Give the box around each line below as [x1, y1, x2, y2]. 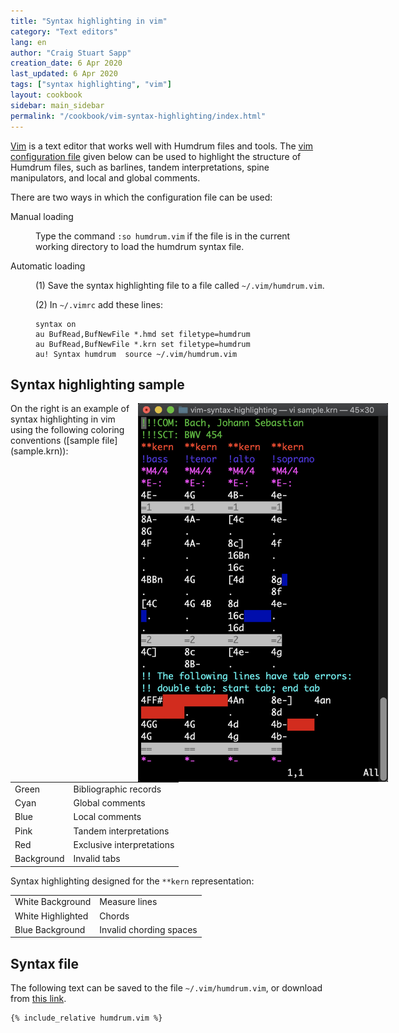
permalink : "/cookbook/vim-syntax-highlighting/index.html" [10, 111, 267, 121]
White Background [14, 896, 92, 908]
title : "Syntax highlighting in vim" [10, 16, 168, 26]
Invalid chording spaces [99, 923, 198, 935]
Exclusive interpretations [73, 838, 175, 850]
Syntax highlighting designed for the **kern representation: [10, 875, 255, 887]
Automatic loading [10, 260, 86, 272]
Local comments [73, 811, 142, 823]
